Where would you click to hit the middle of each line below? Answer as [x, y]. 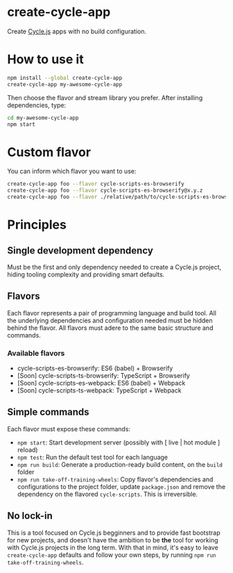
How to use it [46, 59]
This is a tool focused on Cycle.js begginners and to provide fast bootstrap [114, 533]
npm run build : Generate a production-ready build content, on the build [120, 464]
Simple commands [48, 412]
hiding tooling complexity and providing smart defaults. [86, 274]
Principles [37, 225]
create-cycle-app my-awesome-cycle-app [65, 84]
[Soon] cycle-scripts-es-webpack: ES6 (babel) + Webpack [101, 383]
